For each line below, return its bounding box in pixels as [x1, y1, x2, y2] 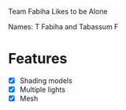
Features [8, 50, 68, 68]
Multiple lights [19, 85, 65, 94]
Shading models [19, 75, 72, 85]
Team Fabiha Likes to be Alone [8, 7, 108, 16]
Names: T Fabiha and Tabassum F [8, 22, 119, 31]
